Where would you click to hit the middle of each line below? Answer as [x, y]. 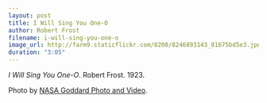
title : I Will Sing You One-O [58, 23]
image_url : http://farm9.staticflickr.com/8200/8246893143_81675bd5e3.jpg [135, 45]
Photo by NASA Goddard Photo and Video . [78, 90]
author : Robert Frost [44, 30]
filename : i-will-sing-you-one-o [64, 38]
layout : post [30, 15]
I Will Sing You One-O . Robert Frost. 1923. [77, 75]
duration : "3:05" [37, 52]
